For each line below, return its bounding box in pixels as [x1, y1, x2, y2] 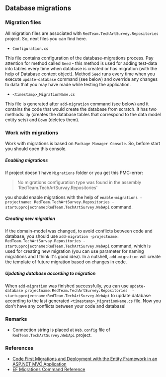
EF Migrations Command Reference [12, 367, 85, 373]
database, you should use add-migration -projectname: [5, 233, 119, 239]
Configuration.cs [12, 46, 49, 51]
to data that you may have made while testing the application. [5, 81, 131, 87]
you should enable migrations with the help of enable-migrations [5, 194, 138, 200]
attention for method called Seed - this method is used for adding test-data [5, 60, 158, 66]
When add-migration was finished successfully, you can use [5, 283, 129, 289]
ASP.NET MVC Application [12, 361, 67, 367]
